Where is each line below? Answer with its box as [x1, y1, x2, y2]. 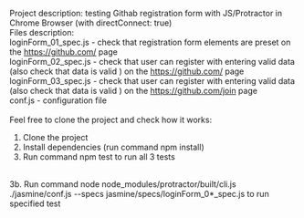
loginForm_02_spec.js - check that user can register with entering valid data [9, 57, 295, 67]
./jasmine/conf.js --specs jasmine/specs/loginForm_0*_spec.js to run [9, 189, 269, 199]
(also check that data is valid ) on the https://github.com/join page [9, 86, 258, 96]
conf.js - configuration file [9, 95, 108, 106]
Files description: [9, 27, 75, 37]
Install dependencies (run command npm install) [22, 141, 204, 152]
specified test [9, 198, 61, 209]
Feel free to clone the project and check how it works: [9, 114, 213, 125]
